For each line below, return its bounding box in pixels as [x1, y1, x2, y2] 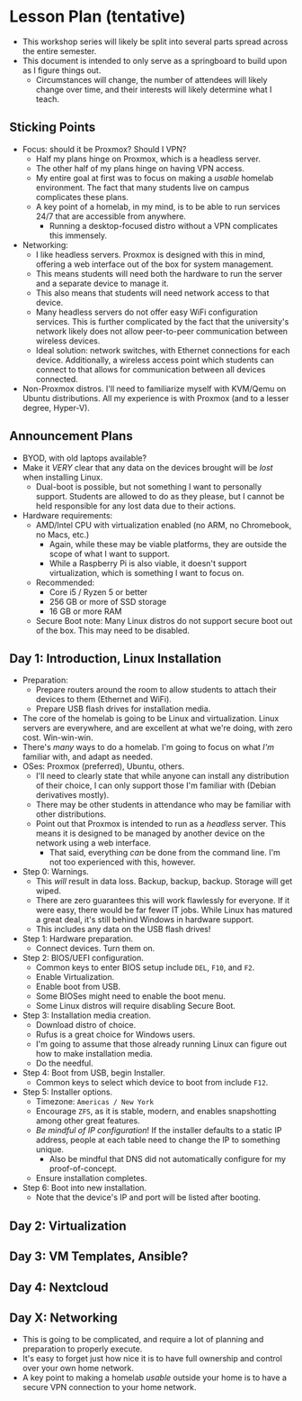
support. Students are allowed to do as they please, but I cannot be [35, 490, 285, 501]
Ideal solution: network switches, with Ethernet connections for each [35, 344, 290, 355]
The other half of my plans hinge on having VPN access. [35, 162, 245, 173]
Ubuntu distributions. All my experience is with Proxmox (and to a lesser [22, 392, 289, 403]
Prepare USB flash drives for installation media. [35, 703, 211, 714]
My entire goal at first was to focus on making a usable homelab [35, 172, 274, 183]
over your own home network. [22, 1363, 135, 1374]
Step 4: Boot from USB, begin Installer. [22, 1067, 165, 1078]
